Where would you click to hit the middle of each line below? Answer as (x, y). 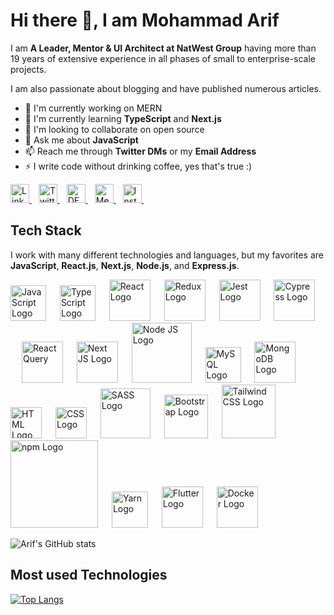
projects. (28, 69)
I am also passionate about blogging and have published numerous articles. (166, 88)
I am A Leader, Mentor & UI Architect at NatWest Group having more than (163, 48)
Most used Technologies (89, 575)
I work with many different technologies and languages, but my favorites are (167, 255)
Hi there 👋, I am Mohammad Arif (145, 20)
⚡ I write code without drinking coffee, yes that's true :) (138, 166)
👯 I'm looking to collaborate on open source (114, 129)
